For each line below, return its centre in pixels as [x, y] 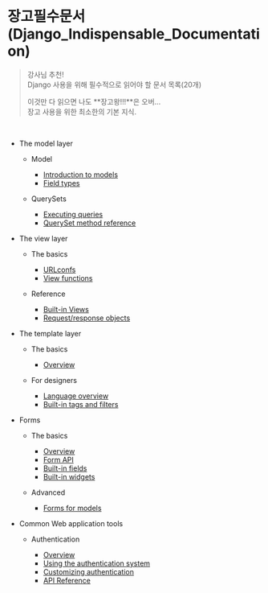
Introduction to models [80, 175]
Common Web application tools [71, 523]
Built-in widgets [69, 476]
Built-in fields [65, 468]
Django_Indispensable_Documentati [136, 34]
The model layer [46, 143]
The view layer [43, 238]
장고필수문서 [47, 16]
